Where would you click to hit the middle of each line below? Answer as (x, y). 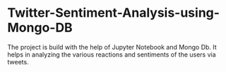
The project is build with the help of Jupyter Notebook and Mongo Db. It (112, 47)
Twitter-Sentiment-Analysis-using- (114, 13)
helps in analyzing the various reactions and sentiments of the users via (112, 55)
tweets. (18, 62)
